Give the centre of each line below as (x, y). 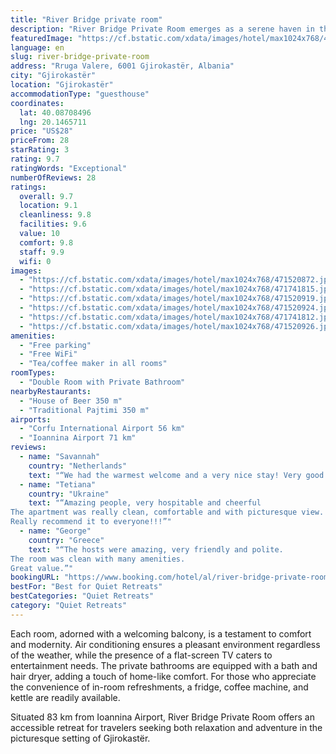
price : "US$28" (42, 131)
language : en (37, 47)
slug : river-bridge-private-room (80, 57)
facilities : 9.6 (53, 224)
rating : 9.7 (35, 159)
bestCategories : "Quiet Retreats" (82, 596)
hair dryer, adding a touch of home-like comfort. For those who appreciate (163, 676)
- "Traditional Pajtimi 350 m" (84, 410)
